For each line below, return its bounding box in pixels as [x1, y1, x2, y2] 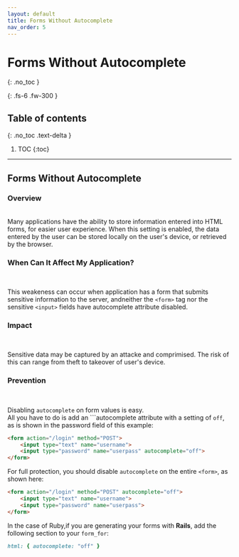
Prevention [7, 376, 46, 386]
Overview [7, 193, 42, 203]
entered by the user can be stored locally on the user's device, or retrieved [7, 232, 227, 240]
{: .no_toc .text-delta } [7, 131, 72, 139]
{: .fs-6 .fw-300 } [7, 92, 58, 100]
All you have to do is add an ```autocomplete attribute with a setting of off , [7, 413, 225, 422]
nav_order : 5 [7, 23, 46, 31]
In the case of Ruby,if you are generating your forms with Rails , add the [7, 521, 217, 530]
